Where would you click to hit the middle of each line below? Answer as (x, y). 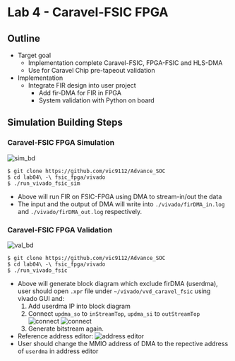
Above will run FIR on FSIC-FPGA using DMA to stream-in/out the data (120, 196)
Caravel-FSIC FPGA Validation (60, 230)
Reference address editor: (55, 336)
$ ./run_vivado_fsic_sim (44, 183)
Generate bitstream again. (66, 329)
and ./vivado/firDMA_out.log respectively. (80, 211)
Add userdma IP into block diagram (79, 306)
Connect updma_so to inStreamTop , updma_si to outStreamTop (114, 313)
